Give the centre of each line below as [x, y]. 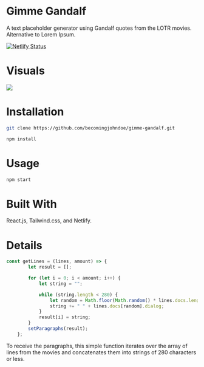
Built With [32, 204]
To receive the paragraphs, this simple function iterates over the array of [97, 346]
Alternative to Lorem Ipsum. [41, 34]
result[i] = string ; [65, 317]
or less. [15, 358]
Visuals [26, 71]
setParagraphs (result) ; [58, 329]
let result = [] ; [50, 267]
